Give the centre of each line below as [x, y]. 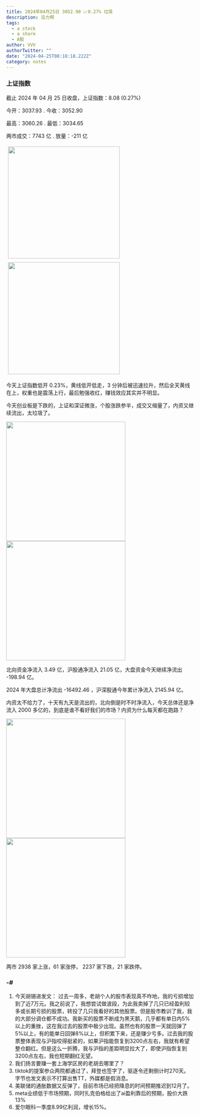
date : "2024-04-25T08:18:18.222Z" [49, 56]
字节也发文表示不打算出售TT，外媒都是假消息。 [73, 1078]
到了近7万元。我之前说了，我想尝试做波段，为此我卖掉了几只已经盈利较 [102, 1004]
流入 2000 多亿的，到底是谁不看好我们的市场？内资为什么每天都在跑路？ [95, 710]
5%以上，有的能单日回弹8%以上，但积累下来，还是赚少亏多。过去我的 [101, 1034]
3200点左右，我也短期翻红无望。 [55, 1056]
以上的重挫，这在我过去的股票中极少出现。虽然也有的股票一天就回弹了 [101, 1026]
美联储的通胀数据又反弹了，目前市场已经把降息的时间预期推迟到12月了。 [104, 1086]
